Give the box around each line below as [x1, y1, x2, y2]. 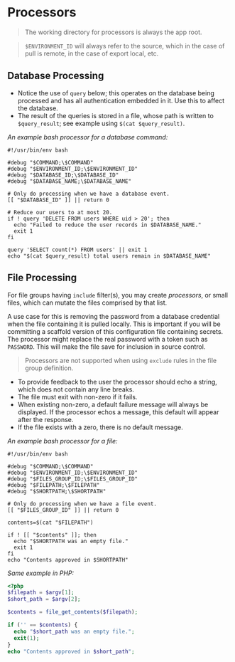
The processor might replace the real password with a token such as [7, 335, 208, 343]
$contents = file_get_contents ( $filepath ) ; [7, 609, 138, 616]
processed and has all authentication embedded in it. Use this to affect [17, 96, 225, 105]
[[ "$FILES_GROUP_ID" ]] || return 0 [7, 506, 119, 513]
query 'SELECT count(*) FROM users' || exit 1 [7, 246, 148, 253]
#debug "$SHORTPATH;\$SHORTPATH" [7, 488, 106, 495]
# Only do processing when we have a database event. [7, 190, 170, 197]
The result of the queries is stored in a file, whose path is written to [17, 111, 214, 120]
